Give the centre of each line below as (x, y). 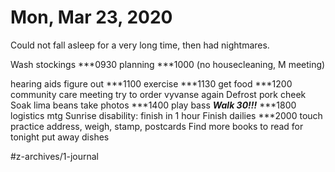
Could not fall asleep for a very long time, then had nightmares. (140, 45)
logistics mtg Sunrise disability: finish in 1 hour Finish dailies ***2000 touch (166, 115)
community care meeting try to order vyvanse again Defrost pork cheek (158, 94)
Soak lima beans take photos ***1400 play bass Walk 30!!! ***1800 (153, 105)
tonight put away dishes (60, 137)
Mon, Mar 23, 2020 (91, 17)
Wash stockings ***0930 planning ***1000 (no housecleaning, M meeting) (168, 64)
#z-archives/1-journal (55, 156)
